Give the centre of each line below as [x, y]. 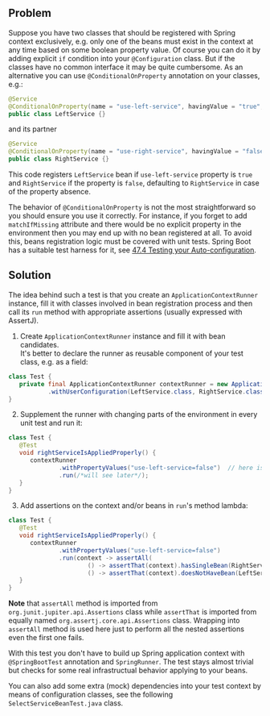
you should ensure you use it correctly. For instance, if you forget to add [128, 216]
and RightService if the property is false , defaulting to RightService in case [134, 183]
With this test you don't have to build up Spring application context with [127, 653]
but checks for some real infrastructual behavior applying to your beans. [128, 670]
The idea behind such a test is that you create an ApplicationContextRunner [133, 294]
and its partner [33, 129]
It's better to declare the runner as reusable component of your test [131, 353]
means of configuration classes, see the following [91, 695]
